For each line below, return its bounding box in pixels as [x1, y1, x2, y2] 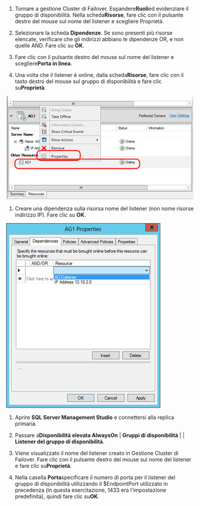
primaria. [14, 420, 37, 427]
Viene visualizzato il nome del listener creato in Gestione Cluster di [14, 450, 179, 457]
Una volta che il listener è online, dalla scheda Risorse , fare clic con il [14, 72, 184, 78]
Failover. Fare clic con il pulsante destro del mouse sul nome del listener [14, 456, 192, 463]
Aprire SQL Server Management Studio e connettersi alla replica [14, 414, 174, 421]
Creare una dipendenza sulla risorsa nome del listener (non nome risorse [14, 205, 194, 212]
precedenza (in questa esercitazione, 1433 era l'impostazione [14, 486, 167, 494]
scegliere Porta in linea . [14, 60, 73, 67]
